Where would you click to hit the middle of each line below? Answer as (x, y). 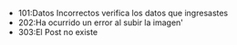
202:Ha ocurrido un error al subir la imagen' (101, 22)
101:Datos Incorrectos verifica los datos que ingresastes (123, 13)
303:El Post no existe (58, 32)
